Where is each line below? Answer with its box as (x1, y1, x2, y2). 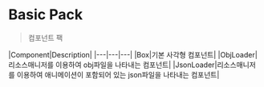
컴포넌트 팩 (27, 33, 63, 42)
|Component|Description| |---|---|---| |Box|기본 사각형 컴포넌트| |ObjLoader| (8, 49, 258, 59)
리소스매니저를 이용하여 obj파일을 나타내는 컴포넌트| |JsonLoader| (8, 60, 217, 69)
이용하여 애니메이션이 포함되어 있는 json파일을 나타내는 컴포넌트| (16, 69, 220, 79)
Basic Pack (8, 6, 83, 24)
